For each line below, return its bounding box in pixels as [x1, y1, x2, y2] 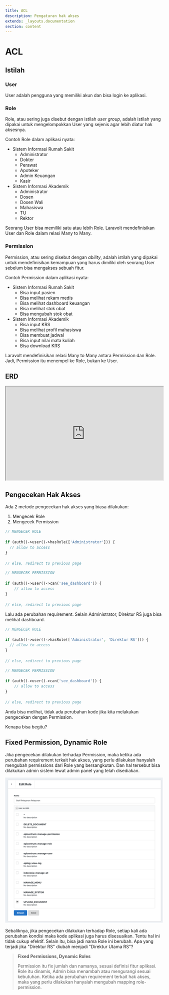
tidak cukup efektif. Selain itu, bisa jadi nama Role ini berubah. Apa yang [5, 938, 154, 944]
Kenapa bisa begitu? [5, 723, 47, 730]
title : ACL [5, 8, 28, 13]
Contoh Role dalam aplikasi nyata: [5, 137, 75, 143]
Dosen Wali [19, 199, 43, 205]
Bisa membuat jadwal [19, 332, 64, 338]
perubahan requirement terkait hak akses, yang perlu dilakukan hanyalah [5, 757, 155, 763]
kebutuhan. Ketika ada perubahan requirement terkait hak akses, [17, 973, 151, 980]
